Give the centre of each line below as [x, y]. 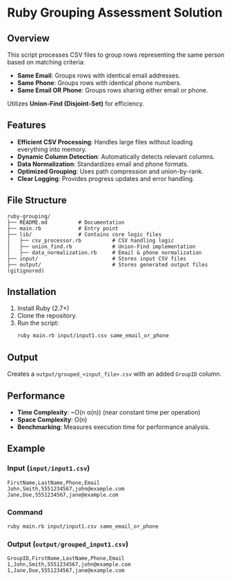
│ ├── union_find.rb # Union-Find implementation [101, 247]
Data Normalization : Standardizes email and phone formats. [103, 164]
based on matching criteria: [46, 62]
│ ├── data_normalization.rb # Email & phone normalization [104, 253]
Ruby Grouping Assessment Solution [115, 13]
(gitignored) [26, 271]
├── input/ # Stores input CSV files [97, 258]
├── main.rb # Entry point [63, 228]
